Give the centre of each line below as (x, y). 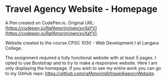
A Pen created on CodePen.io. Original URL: (50, 23)
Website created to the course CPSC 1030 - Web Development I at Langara (82, 42)
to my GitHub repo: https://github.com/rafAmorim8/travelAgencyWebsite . (80, 73)
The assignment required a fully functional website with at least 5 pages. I (81, 57)
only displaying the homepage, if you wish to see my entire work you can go (83, 68)
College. (14, 48)
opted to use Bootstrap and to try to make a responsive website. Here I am (81, 63)
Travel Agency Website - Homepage (81, 9)
